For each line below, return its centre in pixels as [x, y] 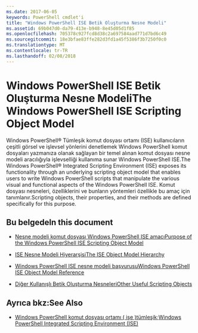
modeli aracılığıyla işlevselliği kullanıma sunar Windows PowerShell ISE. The [98, 159]
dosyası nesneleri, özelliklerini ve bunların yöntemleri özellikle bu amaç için [98, 191]
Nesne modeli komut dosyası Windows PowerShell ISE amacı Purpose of [103, 237]
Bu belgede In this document [60, 222]
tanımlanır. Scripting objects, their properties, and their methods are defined [99, 197]
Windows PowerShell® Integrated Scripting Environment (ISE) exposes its [96, 165]
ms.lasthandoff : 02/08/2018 [41, 56]
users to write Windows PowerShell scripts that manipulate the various [93, 178]
